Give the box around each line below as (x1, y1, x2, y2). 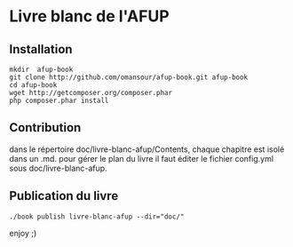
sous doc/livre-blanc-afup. (9, 163, 108, 173)
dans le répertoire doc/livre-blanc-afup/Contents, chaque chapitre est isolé (9, 144, 285, 155)
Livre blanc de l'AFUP (9, 6, 170, 27)
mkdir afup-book (9, 65, 74, 74)
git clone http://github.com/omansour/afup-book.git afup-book (9, 73, 249, 82)
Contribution (9, 120, 82, 135)
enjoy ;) (9, 227, 37, 238)
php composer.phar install (9, 96, 109, 105)
